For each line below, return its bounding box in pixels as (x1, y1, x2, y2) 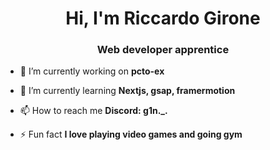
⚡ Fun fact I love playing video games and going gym (19, 128, 243, 141)
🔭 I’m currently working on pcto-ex (19, 65, 165, 77)
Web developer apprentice (96, 43, 230, 57)
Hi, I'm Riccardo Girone (65, 7, 261, 30)
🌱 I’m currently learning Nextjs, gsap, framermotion (19, 85, 236, 97)
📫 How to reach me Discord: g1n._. (19, 105, 168, 117)
